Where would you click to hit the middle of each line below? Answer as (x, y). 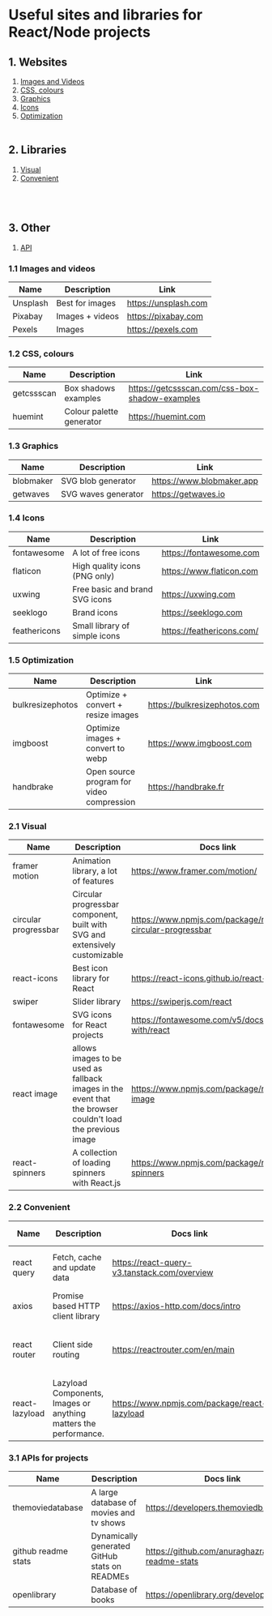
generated (111, 1546)
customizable (98, 955)
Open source (111, 772)
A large (105, 1492)
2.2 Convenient (39, 1208)
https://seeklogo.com (202, 612)
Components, (78, 1393)
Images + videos (88, 316)
